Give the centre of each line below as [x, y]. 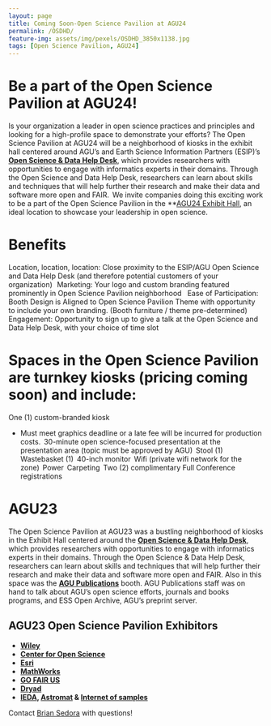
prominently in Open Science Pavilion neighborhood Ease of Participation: [133, 293]
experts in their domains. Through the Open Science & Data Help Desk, [127, 557]
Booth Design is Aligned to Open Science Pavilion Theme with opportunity [132, 302]
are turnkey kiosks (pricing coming [128, 378]
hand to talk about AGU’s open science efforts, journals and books [119, 591]
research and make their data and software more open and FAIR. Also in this [135, 574]
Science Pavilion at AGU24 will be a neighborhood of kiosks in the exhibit [131, 144]
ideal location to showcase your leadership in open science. [108, 213]
